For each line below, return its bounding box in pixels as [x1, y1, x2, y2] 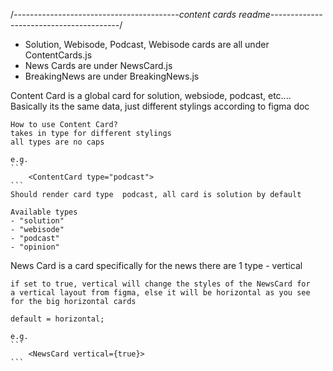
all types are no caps [10, 137, 105, 147]
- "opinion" [10, 242, 60, 252]
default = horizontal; [10, 314, 105, 324]
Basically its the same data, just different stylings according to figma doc [10, 100, 310, 112]
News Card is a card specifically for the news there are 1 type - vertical [10, 260, 303, 271]
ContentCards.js [24, 49, 93, 61]
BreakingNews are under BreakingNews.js [24, 70, 200, 82]
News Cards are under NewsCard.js [24, 60, 173, 71]
